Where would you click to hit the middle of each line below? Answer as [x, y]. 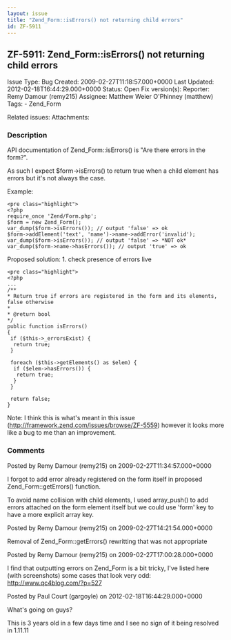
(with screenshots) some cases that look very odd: [79, 575]
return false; [30, 399]
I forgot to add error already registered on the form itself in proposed [105, 479]
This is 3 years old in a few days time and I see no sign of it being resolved [113, 623]
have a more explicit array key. [51, 514]
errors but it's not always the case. [56, 178]
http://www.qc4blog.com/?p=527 [54, 583]
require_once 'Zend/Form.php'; [52, 216]
